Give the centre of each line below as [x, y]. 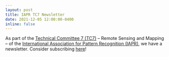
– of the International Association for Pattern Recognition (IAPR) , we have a [84, 44]
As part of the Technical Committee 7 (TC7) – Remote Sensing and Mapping [85, 38]
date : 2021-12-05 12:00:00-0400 [39, 19]
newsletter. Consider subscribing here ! [46, 49]
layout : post [19, 10]
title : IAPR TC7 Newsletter [35, 15]
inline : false [20, 24]
